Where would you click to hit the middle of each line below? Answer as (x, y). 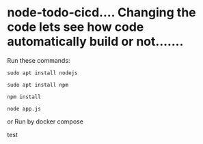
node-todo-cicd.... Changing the (101, 13)
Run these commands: (39, 60)
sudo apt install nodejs (42, 73)
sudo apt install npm (38, 85)
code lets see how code (76, 27)
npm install (24, 97)
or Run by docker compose (45, 121)
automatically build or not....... (95, 42)
